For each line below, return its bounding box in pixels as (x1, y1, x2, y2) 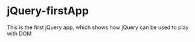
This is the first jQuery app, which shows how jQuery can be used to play (7, 24, 189, 31)
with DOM (7, 30, 32, 37)
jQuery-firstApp (7, 4, 89, 18)
